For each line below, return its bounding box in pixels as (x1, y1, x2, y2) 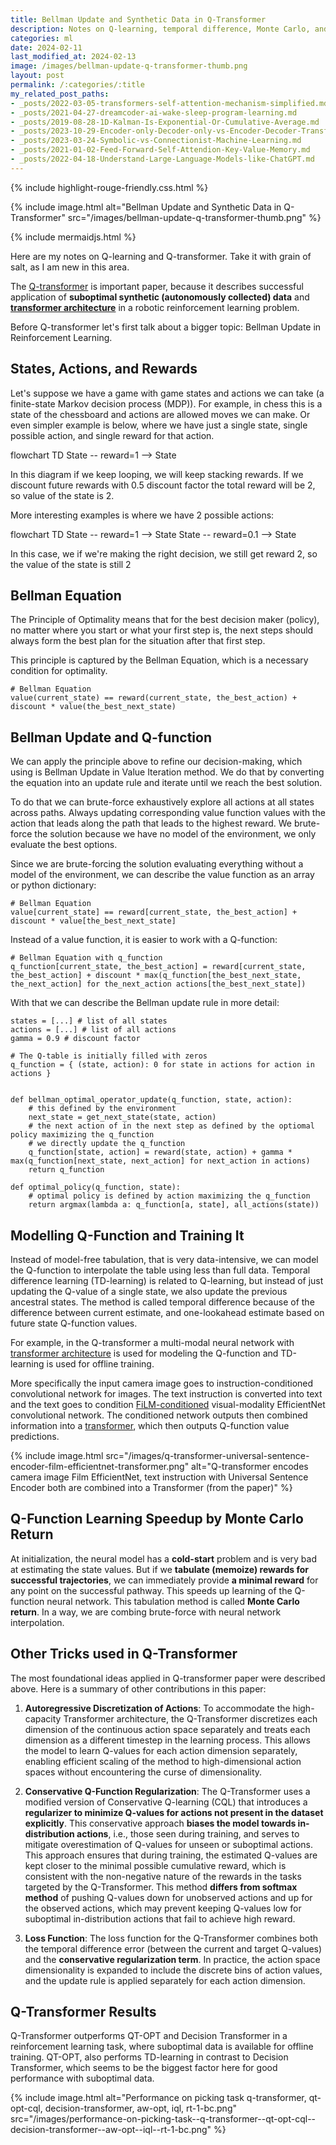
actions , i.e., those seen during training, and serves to (76, 1827, 300, 1840)
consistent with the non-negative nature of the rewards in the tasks (24, 1870, 302, 1882)
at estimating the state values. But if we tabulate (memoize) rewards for (10, 1563, 309, 1575)
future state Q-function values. (10, 1317, 138, 1329)
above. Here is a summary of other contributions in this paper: (10, 1682, 267, 1695)
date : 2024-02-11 (10, 42, 83, 53)
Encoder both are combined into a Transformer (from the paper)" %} (10, 1482, 293, 1493)
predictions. (10, 1431, 60, 1442)
